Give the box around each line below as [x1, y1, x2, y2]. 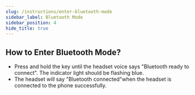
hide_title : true [5, 25, 49, 31]
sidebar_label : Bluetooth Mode [5, 14, 83, 20]
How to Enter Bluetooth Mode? [5, 47, 121, 57]
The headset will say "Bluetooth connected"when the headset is [14, 75, 172, 83]
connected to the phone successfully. [14, 82, 107, 89]
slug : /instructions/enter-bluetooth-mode [5, 8, 112, 15]
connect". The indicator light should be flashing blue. [14, 69, 144, 77]
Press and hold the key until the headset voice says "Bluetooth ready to [14, 63, 190, 70]
